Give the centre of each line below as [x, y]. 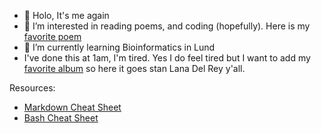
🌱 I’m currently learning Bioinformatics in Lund [119, 47]
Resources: [32, 88]
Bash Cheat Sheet [61, 118]
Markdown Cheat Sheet [72, 107]
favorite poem [52, 36]
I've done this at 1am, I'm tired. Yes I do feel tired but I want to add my [167, 58]
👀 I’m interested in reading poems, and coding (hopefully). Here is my [167, 26]
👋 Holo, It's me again [66, 15]
